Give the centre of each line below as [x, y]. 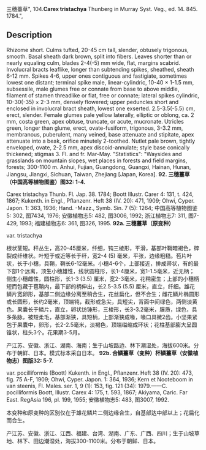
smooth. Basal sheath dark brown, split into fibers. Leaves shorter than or [99, 56]
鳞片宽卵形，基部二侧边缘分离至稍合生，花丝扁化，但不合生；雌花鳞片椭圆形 [103, 294]
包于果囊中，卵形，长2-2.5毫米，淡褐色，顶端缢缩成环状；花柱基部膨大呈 [99, 324]
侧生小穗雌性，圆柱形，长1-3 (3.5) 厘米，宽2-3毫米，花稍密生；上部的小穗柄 [103, 279]
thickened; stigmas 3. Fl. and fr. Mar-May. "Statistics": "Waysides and [94, 154]
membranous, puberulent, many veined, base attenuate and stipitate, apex [100, 134]
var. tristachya [25, 235]
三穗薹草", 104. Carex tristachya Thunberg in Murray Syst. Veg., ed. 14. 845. [102, 9]
